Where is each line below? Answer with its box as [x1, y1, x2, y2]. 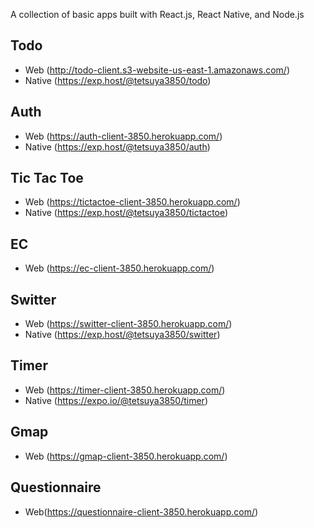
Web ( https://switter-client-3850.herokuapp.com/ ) [24, 318, 233, 330]
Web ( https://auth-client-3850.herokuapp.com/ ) [24, 130, 223, 142]
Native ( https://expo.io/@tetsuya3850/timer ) [24, 394, 208, 406]
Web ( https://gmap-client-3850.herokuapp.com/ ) [24, 450, 228, 462]
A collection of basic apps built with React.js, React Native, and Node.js [10, 9, 305, 20]
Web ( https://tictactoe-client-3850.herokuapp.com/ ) [24, 196, 241, 208]
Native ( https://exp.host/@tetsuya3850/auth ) [24, 140, 211, 153]
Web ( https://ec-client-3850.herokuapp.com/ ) [24, 262, 215, 274]
